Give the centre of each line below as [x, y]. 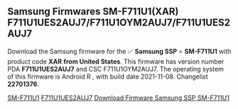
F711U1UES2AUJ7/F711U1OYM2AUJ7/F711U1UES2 [119, 23]
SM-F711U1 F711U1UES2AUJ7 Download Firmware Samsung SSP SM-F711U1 [118, 98]
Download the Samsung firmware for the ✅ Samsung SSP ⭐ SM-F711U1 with [119, 51]
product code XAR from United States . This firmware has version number [116, 61]
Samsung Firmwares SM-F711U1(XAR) [93, 12]
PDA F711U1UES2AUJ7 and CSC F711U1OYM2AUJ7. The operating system [115, 69]
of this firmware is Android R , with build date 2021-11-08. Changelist [108, 76]
